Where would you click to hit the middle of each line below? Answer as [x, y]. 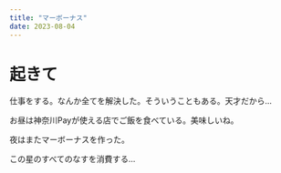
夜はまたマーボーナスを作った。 [69, 140]
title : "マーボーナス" [48, 18]
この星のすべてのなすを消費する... [73, 159]
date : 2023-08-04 [42, 26]
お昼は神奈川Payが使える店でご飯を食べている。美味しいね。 [124, 120]
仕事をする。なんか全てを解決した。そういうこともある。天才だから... [140, 101]
